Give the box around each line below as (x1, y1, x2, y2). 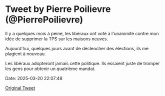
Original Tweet (5, 85, 35, 91)
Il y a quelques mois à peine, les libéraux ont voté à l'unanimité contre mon (5, 30, 159, 36)
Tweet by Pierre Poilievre (5, 3, 111, 15)
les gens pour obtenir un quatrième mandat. (5, 66, 96, 72)
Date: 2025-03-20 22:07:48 (5, 75, 62, 81)
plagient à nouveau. (5, 51, 46, 57)
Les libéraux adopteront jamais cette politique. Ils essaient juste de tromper (5, 60, 160, 66)
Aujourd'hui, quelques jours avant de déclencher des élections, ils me (5, 45, 149, 51)
